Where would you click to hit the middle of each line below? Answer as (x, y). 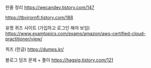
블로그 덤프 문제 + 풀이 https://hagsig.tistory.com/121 (59, 60)
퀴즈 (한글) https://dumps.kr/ (35, 49)
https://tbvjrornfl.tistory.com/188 (39, 17)
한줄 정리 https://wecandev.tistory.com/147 (50, 7)
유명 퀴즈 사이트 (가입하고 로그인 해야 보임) (48, 28)
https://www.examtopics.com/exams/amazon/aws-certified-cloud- (75, 33)
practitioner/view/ (24, 39)
